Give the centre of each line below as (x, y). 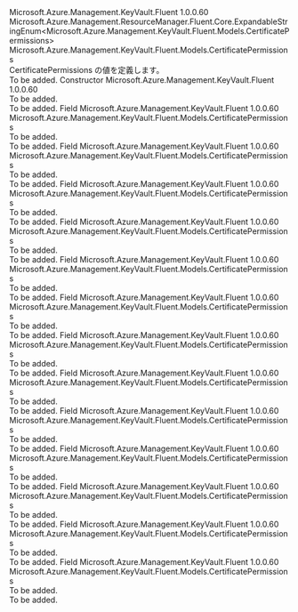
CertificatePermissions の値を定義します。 (87, 70)
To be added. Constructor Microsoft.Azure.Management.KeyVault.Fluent (142, 80)
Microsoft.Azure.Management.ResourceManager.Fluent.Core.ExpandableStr (149, 21)
